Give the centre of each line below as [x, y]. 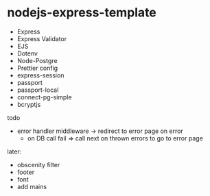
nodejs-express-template [82, 13]
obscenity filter [38, 164]
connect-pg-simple [44, 97]
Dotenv [27, 53]
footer [26, 172]
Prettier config [37, 68]
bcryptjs [29, 104]
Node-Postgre [37, 60]
